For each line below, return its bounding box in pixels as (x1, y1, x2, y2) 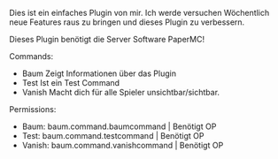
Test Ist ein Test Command (21, 78, 120, 87)
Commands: (9, 51, 54, 61)
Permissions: (9, 104, 57, 114)
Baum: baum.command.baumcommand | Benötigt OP (21, 121, 217, 132)
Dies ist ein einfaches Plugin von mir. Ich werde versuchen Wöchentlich (9, 8, 270, 18)
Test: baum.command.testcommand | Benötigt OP (21, 131, 205, 140)
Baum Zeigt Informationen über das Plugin (21, 68, 177, 79)
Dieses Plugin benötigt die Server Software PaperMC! (9, 34, 205, 44)
